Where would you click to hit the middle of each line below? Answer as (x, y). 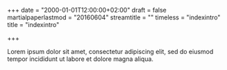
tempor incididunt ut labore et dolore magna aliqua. (81, 59)
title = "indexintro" (33, 25)
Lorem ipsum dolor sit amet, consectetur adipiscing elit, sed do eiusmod (110, 52)
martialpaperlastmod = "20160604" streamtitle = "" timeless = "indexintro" (114, 17)
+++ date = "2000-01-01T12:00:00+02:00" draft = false (87, 10)
